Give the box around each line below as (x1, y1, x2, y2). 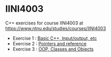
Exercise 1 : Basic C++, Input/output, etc (12, 35, 97, 41)
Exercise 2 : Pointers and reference (12, 40, 87, 46)
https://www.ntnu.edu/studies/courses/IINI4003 (5, 25, 106, 31)
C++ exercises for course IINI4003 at (5, 20, 84, 26)
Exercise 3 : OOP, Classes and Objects (12, 46, 94, 52)
